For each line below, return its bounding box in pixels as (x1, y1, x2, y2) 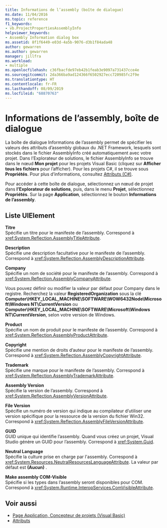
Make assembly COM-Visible (5, 474, 67, 480)
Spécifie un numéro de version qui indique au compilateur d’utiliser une (5, 408, 152, 414)
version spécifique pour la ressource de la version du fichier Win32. (5, 413, 145, 419)
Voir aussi (5, 499, 37, 508)
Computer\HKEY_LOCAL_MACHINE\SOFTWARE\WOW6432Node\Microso (5, 296, 162, 302)
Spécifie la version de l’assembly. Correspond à (5, 388, 103, 394)
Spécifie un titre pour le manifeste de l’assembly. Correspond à (5, 230, 135, 236)
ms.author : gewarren (5, 49, 48, 54)
